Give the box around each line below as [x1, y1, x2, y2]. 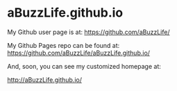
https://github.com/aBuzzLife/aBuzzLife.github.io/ [7, 49, 151, 57]
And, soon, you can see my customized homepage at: [7, 62, 162, 70]
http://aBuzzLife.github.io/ [7, 75, 82, 84]
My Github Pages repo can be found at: [7, 41, 120, 49]
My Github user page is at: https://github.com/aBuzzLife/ [7, 28, 170, 36]
